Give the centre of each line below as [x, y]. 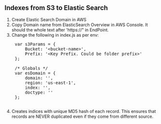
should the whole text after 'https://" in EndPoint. [60, 30]
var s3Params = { [35, 44]
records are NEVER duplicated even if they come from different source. [82, 116]
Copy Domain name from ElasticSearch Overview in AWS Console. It [80, 25]
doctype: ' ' [39, 92]
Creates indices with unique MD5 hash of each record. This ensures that [84, 111]
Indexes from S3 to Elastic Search [56, 8]
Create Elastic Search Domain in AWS [49, 19]
